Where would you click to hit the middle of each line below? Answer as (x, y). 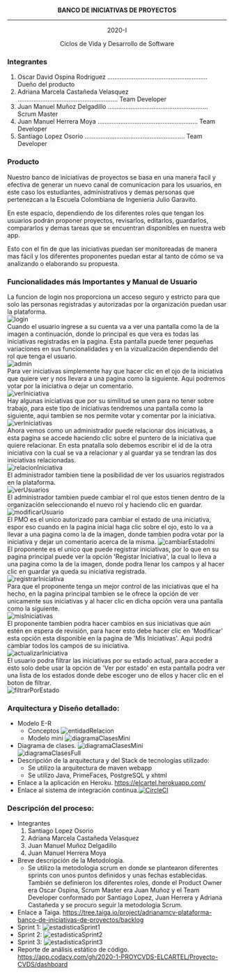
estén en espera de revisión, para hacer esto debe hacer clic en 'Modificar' (115, 631)
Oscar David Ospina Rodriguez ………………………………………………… (112, 77)
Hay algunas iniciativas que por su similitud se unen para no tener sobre (111, 400)
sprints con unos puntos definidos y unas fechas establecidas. (117, 875)
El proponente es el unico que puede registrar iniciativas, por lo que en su (113, 549)
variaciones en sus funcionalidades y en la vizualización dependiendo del (113, 349)
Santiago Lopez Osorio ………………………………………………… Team (110, 136)
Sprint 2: (30, 934)
